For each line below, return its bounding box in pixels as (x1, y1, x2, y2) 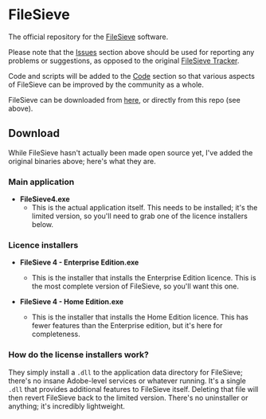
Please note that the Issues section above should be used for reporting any (8, 47, 255, 57)
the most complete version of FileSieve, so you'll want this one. (31, 281, 240, 292)
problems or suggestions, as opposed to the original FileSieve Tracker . (8, 56, 240, 65)
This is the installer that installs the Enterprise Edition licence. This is (31, 273, 256, 283)
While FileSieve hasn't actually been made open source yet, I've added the (8, 147, 253, 157)
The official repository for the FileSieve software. (8, 32, 169, 41)
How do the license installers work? (8, 349, 150, 360)
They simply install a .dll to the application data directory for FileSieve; (8, 367, 243, 377)
